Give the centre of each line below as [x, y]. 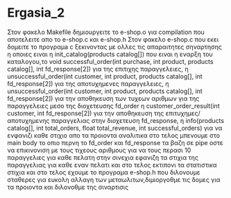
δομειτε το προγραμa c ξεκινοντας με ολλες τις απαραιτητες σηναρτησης [115, 47]
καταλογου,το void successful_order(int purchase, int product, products [110, 61]
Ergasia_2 [36, 13]
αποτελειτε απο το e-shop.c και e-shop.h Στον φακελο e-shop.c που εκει [113, 39]
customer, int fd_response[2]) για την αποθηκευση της [86, 113]
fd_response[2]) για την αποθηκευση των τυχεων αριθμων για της [103, 98]
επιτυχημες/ [183, 113]
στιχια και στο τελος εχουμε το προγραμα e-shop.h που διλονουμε [104, 172]
